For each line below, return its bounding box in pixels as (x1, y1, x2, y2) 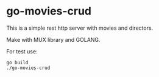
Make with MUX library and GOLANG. (6, 36, 101, 43)
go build (6, 59, 29, 65)
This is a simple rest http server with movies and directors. (6, 24, 154, 32)
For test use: (6, 47, 38, 55)
